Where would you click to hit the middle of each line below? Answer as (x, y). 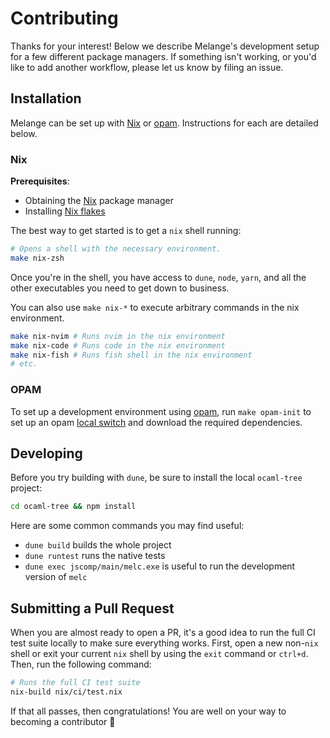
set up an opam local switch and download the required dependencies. (156, 422)
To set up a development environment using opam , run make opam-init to (161, 411)
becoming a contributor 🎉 (63, 721)
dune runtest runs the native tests (95, 556)
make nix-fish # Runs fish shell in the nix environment (131, 355)
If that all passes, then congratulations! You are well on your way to (148, 711)
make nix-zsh (37, 258)
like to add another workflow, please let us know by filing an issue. (147, 67)
